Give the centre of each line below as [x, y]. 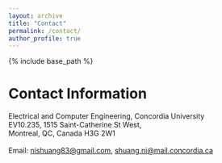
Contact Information [78, 94]
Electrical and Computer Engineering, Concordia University [107, 116]
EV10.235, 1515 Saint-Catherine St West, [75, 125]
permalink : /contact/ [45, 31]
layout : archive [36, 16]
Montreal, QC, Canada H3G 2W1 [62, 133]
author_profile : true [45, 38]
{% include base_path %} [51, 61]
